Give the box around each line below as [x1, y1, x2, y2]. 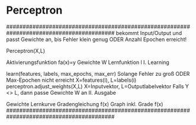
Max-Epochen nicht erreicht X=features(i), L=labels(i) [6, 76, 137, 84]
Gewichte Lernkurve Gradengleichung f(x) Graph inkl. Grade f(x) [6, 100, 163, 107]
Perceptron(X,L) [6, 47, 46, 54]
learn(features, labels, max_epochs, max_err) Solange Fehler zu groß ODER [6, 70, 190, 77]
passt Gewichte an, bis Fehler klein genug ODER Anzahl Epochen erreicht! [6, 36, 187, 43]
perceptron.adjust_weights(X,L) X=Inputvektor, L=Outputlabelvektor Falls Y [6, 82, 189, 89]
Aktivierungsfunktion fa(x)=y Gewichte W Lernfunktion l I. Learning [6, 59, 170, 66]
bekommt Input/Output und [115, 29, 182, 36]
